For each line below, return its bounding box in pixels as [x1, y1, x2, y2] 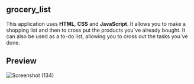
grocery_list [6, 5, 51, 15]
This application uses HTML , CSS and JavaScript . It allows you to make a [6, 20, 186, 27]
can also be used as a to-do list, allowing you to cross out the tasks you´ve [6, 32, 188, 40]
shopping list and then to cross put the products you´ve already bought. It [6, 26, 186, 33]
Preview [6, 56, 37, 66]
